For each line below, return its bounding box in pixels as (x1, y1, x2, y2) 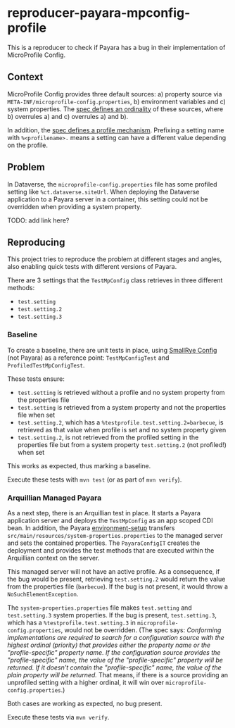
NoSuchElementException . (7, 589, 79, 598)
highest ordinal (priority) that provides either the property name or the (7, 641, 211, 649)
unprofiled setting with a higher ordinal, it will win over (7, 678, 165, 686)
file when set (17, 410, 56, 419)
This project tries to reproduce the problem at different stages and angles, (7, 255, 222, 263)
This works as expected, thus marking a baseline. (7, 461, 151, 470)
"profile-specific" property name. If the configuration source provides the (7, 648, 221, 656)
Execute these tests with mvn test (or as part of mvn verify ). (7, 475, 182, 484)
